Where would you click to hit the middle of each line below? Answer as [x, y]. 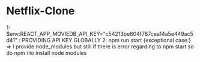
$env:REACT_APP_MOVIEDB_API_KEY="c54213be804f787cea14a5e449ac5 [100, 33]
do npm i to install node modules [47, 52]
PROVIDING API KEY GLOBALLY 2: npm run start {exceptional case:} [107, 40]
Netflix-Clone [41, 11]
